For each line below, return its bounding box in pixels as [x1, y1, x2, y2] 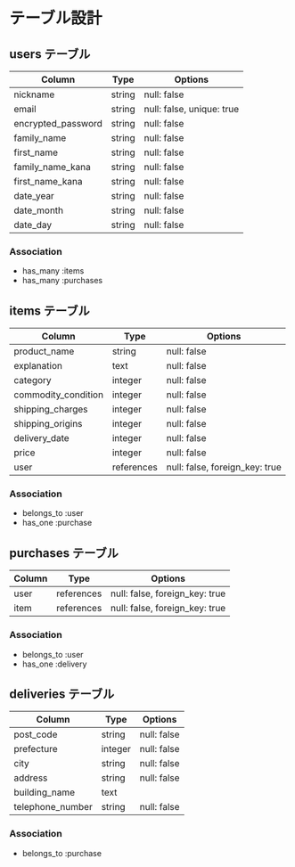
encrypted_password [13, 118, 102, 129]
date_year [13, 190, 55, 201]
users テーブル [9, 46, 91, 61]
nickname [13, 88, 55, 101]
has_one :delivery [21, 658, 87, 669]
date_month [13, 204, 64, 217]
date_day [13, 219, 53, 231]
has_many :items [21, 266, 85, 276]
